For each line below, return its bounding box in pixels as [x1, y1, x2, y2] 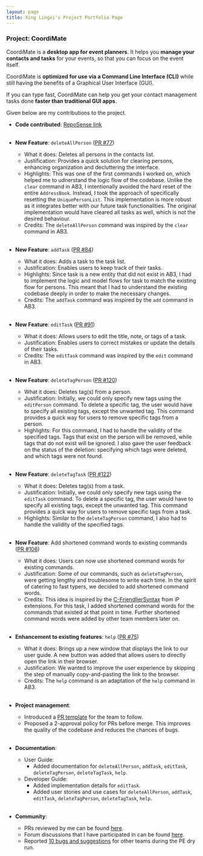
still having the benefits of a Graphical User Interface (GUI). [6, 79, 154, 87]
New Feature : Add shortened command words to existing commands [14, 539, 187, 546]
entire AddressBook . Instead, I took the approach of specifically [24, 189, 179, 197]
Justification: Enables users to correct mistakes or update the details [24, 339, 195, 346]
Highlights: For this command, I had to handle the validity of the [24, 426, 182, 434]
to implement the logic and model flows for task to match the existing [24, 276, 196, 284]
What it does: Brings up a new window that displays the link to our [24, 645, 188, 652]
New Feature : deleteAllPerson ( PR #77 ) [14, 139, 115, 146]
